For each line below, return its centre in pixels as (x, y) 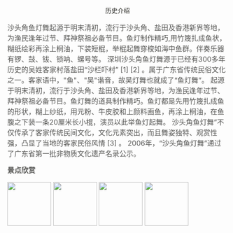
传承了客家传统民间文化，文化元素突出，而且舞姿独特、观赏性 (116, 133)
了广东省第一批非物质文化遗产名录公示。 (74, 154)
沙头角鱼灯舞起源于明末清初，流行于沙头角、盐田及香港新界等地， (116, 28)
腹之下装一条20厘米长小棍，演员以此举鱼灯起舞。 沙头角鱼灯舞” (112, 122)
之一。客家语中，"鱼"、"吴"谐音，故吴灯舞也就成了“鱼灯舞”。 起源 (116, 80)
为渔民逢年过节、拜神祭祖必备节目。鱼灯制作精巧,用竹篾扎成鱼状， (117, 38)
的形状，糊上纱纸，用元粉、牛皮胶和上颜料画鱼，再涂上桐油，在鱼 (116, 112)
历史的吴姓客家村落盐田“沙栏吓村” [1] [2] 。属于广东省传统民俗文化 (116, 70)
